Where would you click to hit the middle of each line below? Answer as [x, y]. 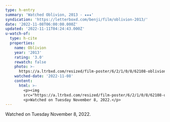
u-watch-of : [18, 34]
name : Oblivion [30, 48]
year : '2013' [28, 52]
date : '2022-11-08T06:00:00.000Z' [42, 24]
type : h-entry [20, 10]
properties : [23, 43]
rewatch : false [30, 62]
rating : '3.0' [29, 57]
